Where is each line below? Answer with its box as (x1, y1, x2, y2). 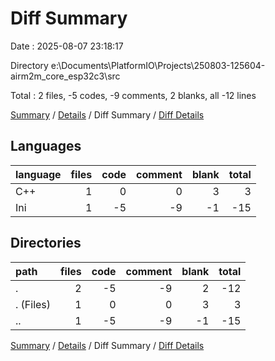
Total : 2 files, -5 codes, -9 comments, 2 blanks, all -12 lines (10, 89, 257, 101)
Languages (10, 138, 82, 155)
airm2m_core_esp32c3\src (10, 70, 121, 82)
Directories (10, 235, 82, 252)
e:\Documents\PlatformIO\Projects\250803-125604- (50, 59, 266, 71)
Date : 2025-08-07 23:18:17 (10, 40, 124, 52)
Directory (10, 59, 49, 71)
